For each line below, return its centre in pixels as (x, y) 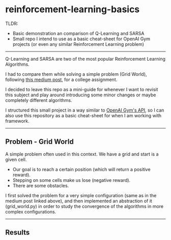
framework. (17, 121)
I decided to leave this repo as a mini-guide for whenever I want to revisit (82, 89)
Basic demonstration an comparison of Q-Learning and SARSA (78, 33)
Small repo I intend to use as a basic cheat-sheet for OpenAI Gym (81, 39)
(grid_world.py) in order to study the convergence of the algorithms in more (84, 206)
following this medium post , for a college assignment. (61, 79)
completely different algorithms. (39, 100)
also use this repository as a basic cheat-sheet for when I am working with (83, 115)
